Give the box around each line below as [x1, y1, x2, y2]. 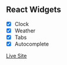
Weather [14, 27, 36, 34]
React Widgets [6, 5, 62, 15]
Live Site [6, 53, 27, 60]
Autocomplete [14, 41, 49, 47]
